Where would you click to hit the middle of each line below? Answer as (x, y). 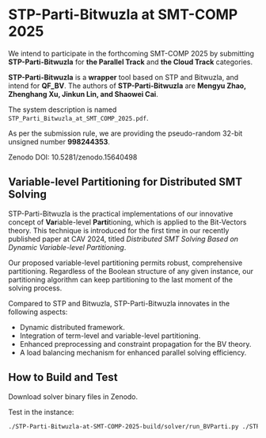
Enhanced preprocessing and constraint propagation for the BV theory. (135, 344)
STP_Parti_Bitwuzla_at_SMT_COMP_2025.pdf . (78, 117)
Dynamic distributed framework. (72, 327)
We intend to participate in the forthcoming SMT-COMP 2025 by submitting (131, 53)
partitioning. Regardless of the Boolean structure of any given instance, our (131, 271)
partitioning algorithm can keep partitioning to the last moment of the (121, 279)
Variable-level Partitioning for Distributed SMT (125, 182)
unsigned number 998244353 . (59, 141)
